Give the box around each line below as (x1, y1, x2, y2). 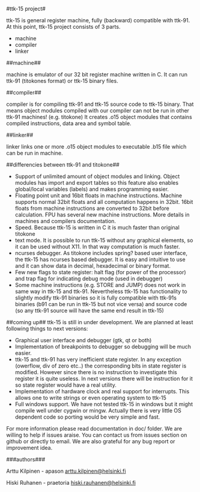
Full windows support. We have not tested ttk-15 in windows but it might (14, 401, 193, 408)
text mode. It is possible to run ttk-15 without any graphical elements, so (14, 237, 193, 244)
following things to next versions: (6, 325, 88, 332)
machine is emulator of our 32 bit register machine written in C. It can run (6, 71, 188, 78)
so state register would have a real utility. (14, 381, 117, 389)
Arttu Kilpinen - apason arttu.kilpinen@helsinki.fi (6, 467, 126, 475)
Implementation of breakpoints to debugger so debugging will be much (14, 343, 191, 350)
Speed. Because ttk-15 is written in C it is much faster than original (14, 224, 180, 231)
